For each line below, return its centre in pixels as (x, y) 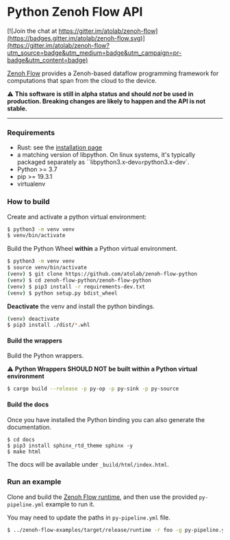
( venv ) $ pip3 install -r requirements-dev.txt (76, 286)
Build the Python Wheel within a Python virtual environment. (92, 249)
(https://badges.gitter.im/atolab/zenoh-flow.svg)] (76, 38)
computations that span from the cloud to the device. (82, 80)
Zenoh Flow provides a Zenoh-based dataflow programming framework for (113, 73)
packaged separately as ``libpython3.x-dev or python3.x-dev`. (103, 162)
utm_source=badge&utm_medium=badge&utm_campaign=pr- (94, 53)
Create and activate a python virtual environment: (77, 217)
